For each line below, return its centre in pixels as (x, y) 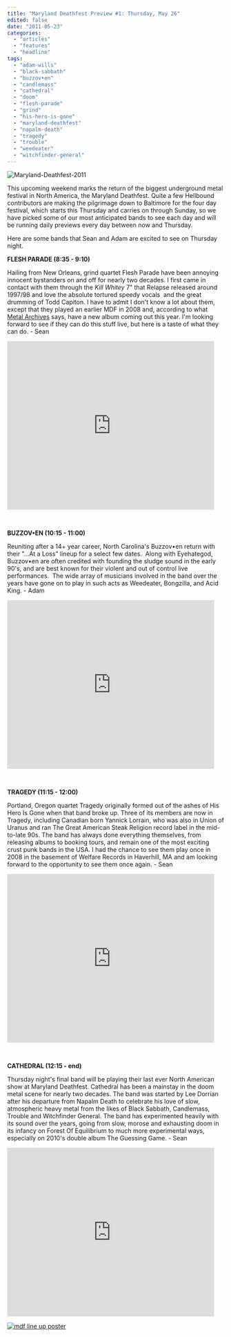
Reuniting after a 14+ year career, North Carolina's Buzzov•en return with (111, 546)
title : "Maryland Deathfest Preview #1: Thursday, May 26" (94, 13)
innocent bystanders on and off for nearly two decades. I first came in (107, 280)
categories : (24, 33)
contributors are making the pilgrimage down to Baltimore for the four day (112, 203)
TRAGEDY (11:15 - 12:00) (43, 792)
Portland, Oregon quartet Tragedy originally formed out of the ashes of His (113, 805)
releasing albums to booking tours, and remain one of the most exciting (108, 842)
